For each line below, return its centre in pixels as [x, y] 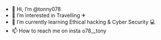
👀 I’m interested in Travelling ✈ [49, 15]
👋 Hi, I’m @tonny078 [36, 9]
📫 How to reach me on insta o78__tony [59, 31]
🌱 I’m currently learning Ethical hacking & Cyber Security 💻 [83, 22]
